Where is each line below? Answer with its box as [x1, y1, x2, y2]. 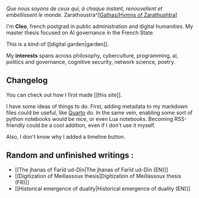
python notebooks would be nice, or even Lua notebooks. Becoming [6, 115, 173, 122]
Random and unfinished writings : [6, 151, 134, 161]
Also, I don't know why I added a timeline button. [6, 133, 126, 140]
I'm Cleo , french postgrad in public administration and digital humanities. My [6, 23, 194, 30]
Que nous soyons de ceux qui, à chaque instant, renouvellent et [6, 5, 163, 12]
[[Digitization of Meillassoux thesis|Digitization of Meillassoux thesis [14, 172, 182, 180]
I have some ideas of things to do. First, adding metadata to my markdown [6, 103, 188, 110]
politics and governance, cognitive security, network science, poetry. [6, 59, 175, 65]
